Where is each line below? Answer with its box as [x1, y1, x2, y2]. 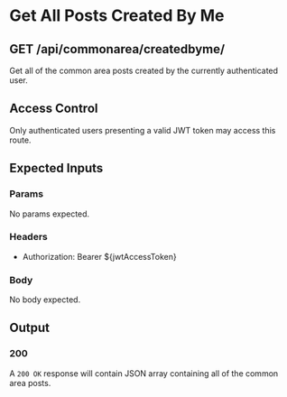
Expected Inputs [9, 161, 104, 176]
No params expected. [9, 208, 90, 219]
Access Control [9, 101, 98, 116]
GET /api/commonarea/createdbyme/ [9, 42, 226, 57]
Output [9, 320, 50, 336]
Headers [9, 231, 48, 244]
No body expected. [9, 294, 81, 305]
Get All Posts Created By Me [9, 5, 225, 26]
